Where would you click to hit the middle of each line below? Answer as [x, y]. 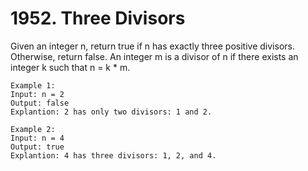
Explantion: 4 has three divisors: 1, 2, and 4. [113, 155]
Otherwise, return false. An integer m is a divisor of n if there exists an [154, 56]
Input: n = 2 [37, 94]
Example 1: [33, 85]
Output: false [40, 103]
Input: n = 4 [37, 138]
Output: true [37, 147]
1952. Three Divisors [98, 18]
